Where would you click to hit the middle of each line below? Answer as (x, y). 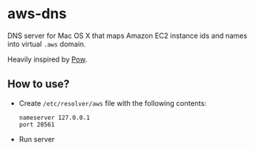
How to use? (39, 84)
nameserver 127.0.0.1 (54, 118)
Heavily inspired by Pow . (47, 59)
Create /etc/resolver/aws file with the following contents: (112, 103)
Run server (37, 139)
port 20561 (37, 124)
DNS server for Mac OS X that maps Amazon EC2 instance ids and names (127, 36)
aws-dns (37, 14)
